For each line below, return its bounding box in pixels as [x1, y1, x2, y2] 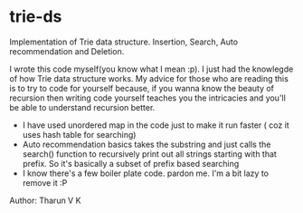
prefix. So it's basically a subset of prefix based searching [22, 158, 240, 169]
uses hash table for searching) [22, 129, 137, 140]
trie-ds [9, 6, 62, 27]
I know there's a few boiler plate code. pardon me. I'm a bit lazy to [22, 168, 270, 179]
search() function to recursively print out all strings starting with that [22, 148, 278, 160]
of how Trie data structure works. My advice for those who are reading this [9, 73, 289, 83]
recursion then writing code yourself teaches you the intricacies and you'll [9, 92, 287, 103]
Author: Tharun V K [9, 195, 81, 206]
